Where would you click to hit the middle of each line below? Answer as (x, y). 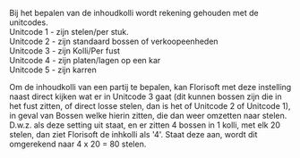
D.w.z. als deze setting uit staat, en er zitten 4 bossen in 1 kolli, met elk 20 (145, 125)
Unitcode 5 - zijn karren (53, 70)
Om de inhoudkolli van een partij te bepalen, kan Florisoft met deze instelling (150, 87)
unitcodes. (29, 22)
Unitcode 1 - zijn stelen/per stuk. (69, 32)
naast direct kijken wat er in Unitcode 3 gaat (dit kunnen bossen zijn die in (146, 96)
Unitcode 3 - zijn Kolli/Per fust (65, 51)
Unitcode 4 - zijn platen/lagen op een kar (85, 60)
